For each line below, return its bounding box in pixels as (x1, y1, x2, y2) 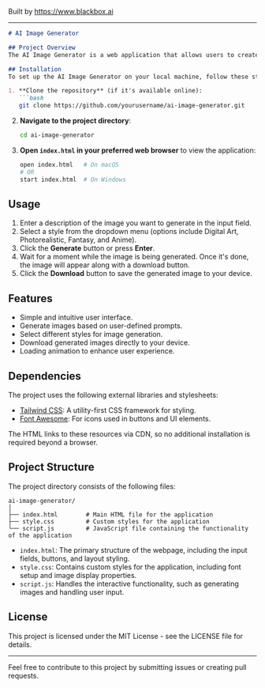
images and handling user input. (19, 587, 125, 596)
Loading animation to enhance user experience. (19, 346, 175, 356)
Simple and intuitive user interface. (19, 312, 133, 323)
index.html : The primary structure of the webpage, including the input (19, 545, 248, 554)
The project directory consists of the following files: (8, 482, 176, 491)
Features (8, 292, 53, 305)
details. (8, 640, 32, 649)
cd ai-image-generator (19, 131, 95, 139)
